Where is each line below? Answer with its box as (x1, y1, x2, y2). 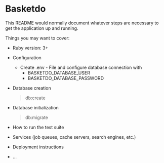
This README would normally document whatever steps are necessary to (5, 20, 159, 26)
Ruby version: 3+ (12, 45, 49, 51)
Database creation (12, 85, 52, 91)
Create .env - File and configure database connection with (20, 64, 142, 70)
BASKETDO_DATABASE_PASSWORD (27, 75, 104, 81)
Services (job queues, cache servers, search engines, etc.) (12, 134, 136, 140)
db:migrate (25, 114, 48, 120)
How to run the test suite (12, 124, 64, 130)
